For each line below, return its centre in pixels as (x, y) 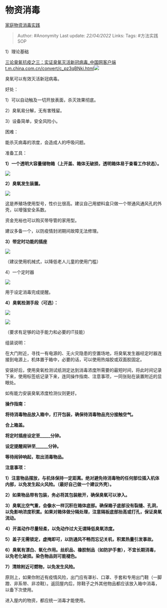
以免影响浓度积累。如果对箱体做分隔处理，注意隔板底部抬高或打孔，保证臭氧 (83, 512)
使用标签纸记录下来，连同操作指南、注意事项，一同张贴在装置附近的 (88, 376)
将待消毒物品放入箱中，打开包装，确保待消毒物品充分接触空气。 (70, 414)
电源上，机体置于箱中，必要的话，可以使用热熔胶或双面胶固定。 (79, 359)
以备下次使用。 (20, 590)
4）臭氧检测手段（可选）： (32, 303)
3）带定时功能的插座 (26, 241)
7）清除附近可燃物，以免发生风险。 (42, 567)
